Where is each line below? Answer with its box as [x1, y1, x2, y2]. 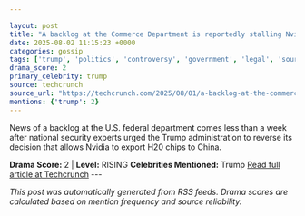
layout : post [9, 21, 59, 30]
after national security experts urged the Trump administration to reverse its [9, 132, 293, 142]
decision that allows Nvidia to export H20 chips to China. [9, 142, 222, 152]
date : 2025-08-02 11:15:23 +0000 [9, 38, 136, 47]
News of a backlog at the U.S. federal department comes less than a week [9, 122, 288, 133]
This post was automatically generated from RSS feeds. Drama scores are [9, 186, 289, 197]
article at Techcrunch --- [9, 169, 103, 180]
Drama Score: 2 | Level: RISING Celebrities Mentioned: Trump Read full [9, 159, 280, 170]
